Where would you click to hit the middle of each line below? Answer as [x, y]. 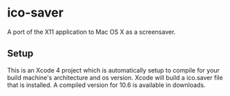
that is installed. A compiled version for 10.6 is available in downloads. [106, 85]
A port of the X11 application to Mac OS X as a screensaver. [92, 32]
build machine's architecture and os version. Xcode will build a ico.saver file [115, 77]
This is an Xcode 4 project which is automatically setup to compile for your [113, 70]
